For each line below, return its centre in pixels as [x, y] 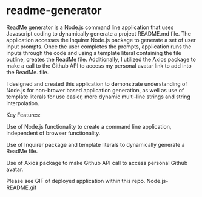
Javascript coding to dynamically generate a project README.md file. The [99, 33]
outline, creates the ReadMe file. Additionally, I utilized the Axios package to [101, 59]
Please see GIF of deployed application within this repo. [76, 181]
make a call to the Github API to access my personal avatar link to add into [99, 66]
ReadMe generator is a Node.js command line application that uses [90, 27]
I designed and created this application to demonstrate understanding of [97, 84]
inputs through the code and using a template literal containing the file [94, 53]
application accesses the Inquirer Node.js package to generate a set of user [101, 40]
